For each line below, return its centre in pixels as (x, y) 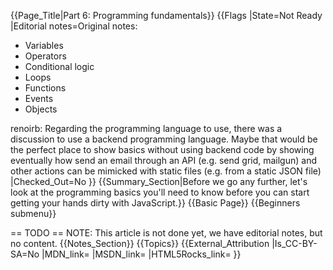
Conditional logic (59, 66)
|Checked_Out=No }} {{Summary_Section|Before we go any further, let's (159, 181)
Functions (45, 88)
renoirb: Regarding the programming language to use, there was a (146, 128)
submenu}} (33, 213)
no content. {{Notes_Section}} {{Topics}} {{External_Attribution (140, 243)
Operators (45, 56)
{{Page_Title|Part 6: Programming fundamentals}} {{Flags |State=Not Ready (166, 15)
